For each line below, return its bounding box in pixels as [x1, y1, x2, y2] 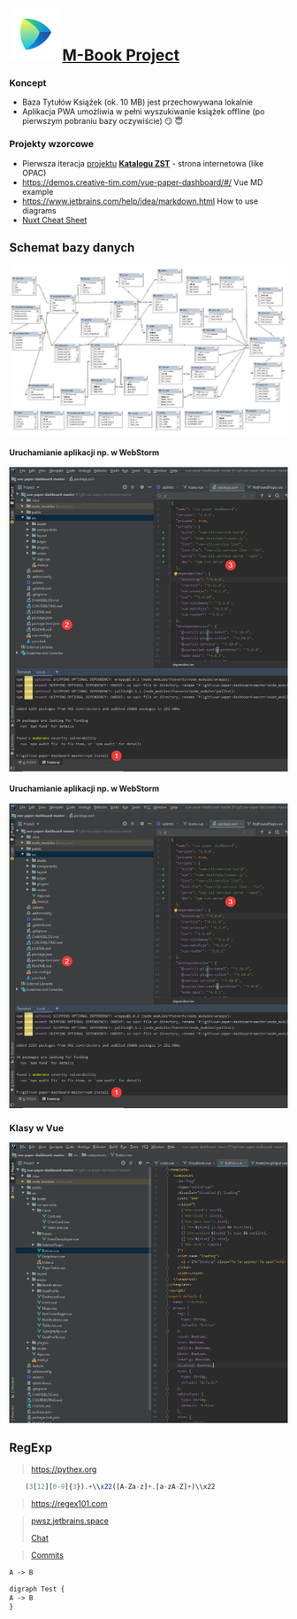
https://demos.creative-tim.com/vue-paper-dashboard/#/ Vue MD [21, 176, 263, 188]
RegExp [9, 1440, 53, 1455]
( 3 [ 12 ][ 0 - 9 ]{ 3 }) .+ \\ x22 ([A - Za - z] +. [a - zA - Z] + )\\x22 [25, 1482, 216, 1491]
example [21, 186, 54, 197]
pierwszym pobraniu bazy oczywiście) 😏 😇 [21, 116, 184, 127]
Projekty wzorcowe [9, 138, 95, 151]
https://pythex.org [30, 1464, 97, 1475]
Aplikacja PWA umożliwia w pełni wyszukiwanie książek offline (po [21, 106, 265, 117]
